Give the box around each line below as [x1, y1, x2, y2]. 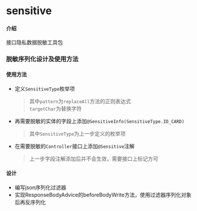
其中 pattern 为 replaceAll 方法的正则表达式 [29, 97, 131, 104]
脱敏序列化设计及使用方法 [6, 55, 79, 63]
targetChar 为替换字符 [29, 105, 82, 112]
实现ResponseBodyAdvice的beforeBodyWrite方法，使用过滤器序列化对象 [14, 191, 192, 198]
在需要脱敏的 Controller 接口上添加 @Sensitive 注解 [14, 143, 135, 150]
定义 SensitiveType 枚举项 [14, 85, 75, 92]
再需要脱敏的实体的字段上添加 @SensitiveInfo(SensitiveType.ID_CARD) [14, 117, 185, 124]
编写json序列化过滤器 [14, 184, 66, 191]
